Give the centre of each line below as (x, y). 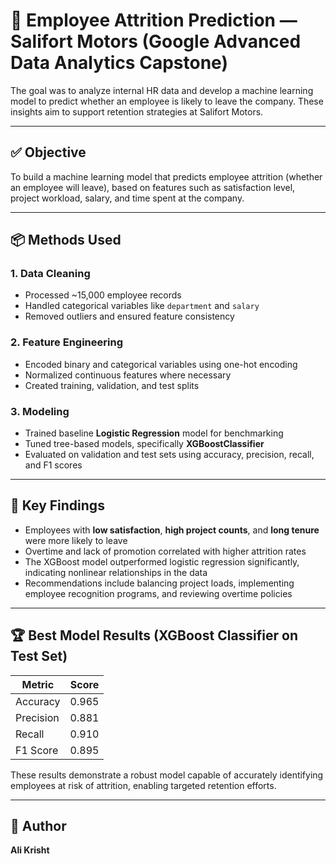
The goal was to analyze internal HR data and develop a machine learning (162, 90)
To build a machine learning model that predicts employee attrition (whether (166, 176)
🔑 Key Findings (57, 505)
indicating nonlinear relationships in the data (116, 572)
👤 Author (38, 826)
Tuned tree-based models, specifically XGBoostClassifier (144, 444)
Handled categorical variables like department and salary (142, 306)
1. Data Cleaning (50, 274)
